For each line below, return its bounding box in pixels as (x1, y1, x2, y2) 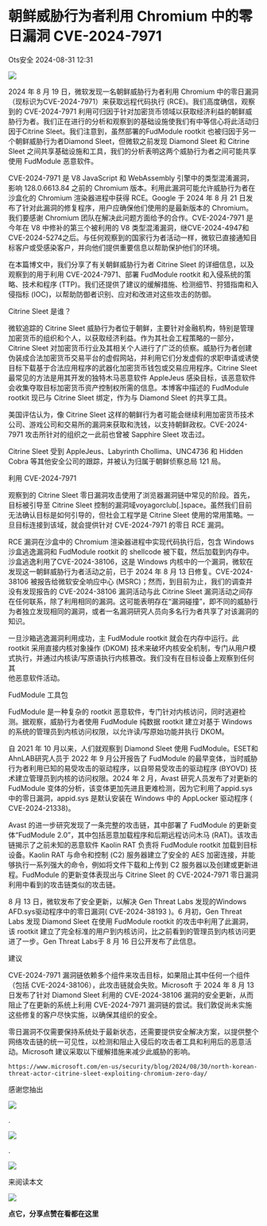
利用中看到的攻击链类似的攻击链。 (8, 879, 120, 889)
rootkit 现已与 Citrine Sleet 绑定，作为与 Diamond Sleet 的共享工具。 (8, 393, 232, 402)
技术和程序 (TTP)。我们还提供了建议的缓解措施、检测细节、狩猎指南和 (21, 279, 252, 289)
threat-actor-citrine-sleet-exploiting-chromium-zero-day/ (8, 1069, 208, 1077)
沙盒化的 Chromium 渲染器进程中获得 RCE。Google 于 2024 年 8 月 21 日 (8, 192, 246, 203)
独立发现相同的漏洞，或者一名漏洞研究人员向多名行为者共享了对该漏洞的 (21, 606, 259, 616)
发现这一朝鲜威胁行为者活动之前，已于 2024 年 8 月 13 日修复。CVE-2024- (8, 566, 253, 576)
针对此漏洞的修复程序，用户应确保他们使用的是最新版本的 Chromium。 (21, 203, 253, 212)
